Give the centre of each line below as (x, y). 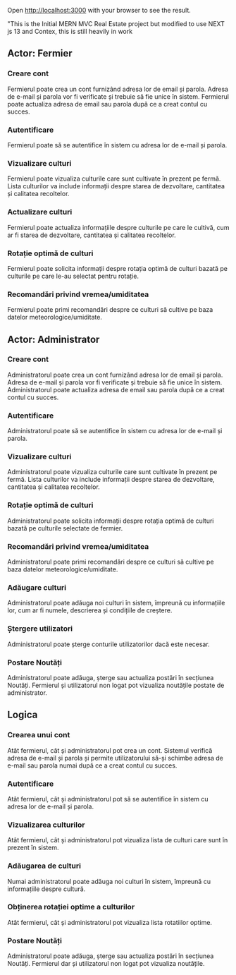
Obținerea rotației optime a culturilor (71, 907)
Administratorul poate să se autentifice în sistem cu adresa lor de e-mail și (115, 431)
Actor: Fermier (40, 53)
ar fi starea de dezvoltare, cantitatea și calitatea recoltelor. (92, 235)
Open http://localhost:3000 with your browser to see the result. (99, 10)
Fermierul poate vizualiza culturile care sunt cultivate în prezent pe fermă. (114, 178)
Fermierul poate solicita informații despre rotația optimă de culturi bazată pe (117, 268)
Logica (23, 715)
